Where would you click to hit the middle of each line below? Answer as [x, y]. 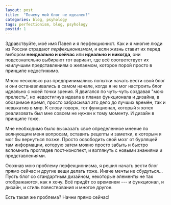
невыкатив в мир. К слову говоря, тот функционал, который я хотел [79, 108]
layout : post [19, 10]
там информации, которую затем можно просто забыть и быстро [77, 145]
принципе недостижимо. [32, 71]
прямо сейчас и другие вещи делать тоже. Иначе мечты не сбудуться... [84, 171]
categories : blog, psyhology [36, 19]
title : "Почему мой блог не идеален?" [48, 15]
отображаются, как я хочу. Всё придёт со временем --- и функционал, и [85, 182]
